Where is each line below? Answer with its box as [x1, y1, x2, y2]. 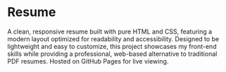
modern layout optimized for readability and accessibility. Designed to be [7, 34, 220, 43]
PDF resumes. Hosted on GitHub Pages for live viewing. [7, 57, 169, 65]
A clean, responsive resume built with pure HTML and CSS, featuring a [7, 27, 213, 36]
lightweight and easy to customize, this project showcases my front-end [7, 42, 217, 50]
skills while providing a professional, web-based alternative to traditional [7, 50, 218, 58]
